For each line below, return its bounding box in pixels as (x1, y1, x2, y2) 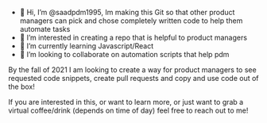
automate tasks (19, 25, 71, 33)
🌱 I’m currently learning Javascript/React (19, 41, 154, 51)
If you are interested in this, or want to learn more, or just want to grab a (8, 98, 244, 106)
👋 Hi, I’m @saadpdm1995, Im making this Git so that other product (19, 8, 235, 17)
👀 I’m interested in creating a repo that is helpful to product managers (19, 33, 248, 42)
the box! (8, 82, 36, 91)
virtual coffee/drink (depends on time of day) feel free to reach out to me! (8, 106, 249, 115)
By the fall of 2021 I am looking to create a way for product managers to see (8, 65, 257, 75)
